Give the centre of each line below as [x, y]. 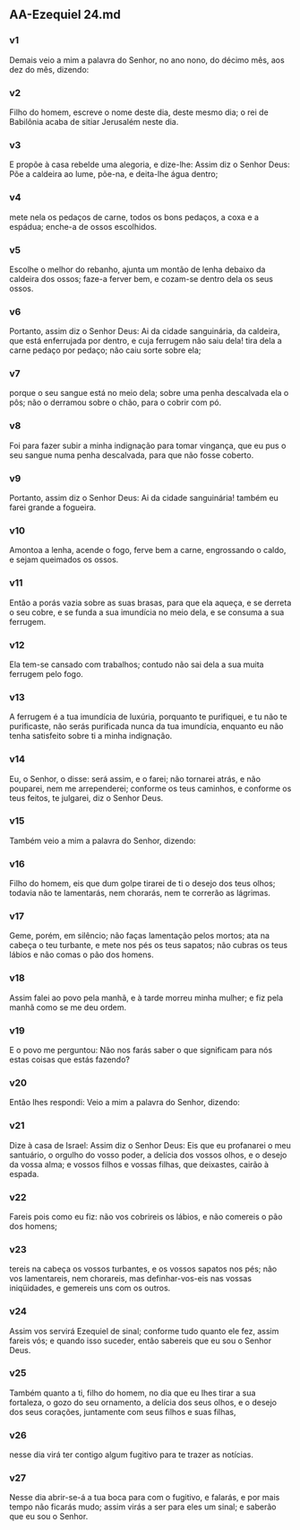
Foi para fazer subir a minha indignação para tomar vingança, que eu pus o [148, 445]
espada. [24, 1174]
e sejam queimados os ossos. [64, 559]
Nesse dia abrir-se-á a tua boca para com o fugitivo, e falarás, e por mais [145, 1498]
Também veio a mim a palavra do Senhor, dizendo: [103, 840]
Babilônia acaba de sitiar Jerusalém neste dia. [94, 121]
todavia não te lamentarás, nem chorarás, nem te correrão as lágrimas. [140, 893]
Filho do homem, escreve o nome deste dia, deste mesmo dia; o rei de [139, 112]
